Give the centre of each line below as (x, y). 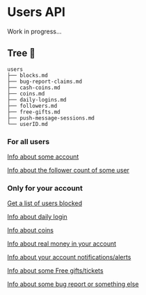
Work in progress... (34, 31)
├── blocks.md (28, 75)
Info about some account (43, 157)
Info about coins (31, 230)
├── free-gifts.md (34, 112)
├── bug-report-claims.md (44, 81)
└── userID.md (28, 124)
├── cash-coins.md (34, 88)
